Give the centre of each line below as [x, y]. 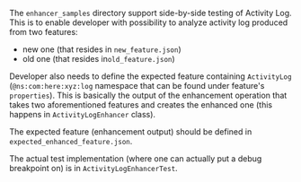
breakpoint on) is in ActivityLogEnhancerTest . [93, 168]
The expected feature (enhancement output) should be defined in [131, 132]
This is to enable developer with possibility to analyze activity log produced [149, 22]
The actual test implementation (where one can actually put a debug [136, 159]
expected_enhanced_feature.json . [71, 141]
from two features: [44, 32]
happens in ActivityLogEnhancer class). [82, 114]
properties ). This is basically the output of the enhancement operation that [148, 95]
